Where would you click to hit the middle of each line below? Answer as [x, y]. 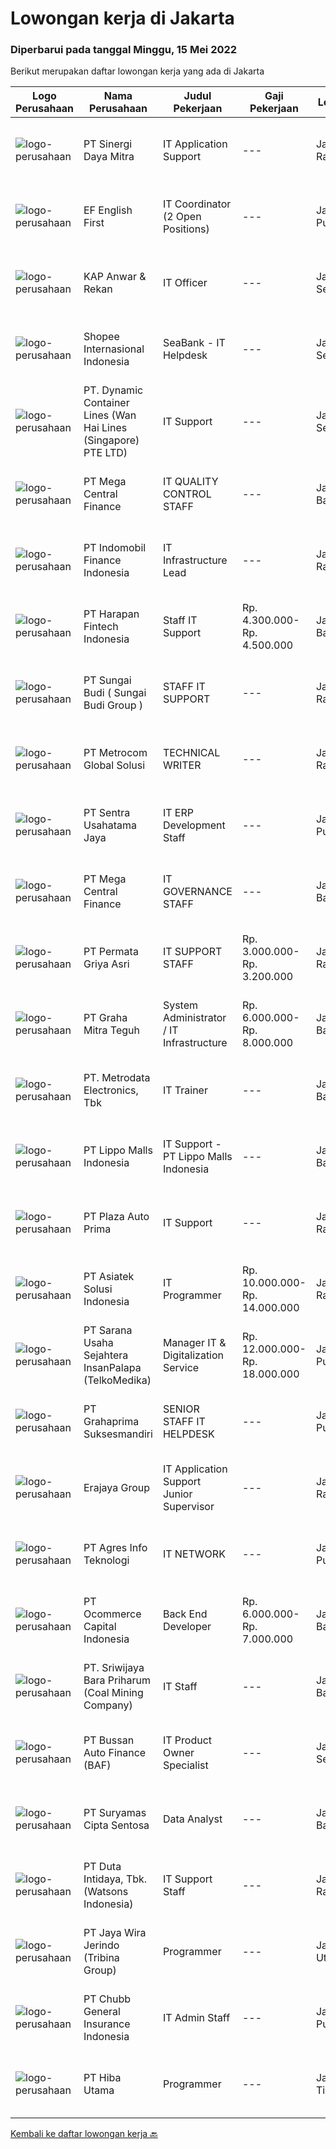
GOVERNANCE [197, 892]
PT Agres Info [115, 1548]
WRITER [182, 765]
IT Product [187, 1740]
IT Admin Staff [196, 2018]
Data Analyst [192, 1819]
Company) [108, 1705]
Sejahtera [106, 1355]
